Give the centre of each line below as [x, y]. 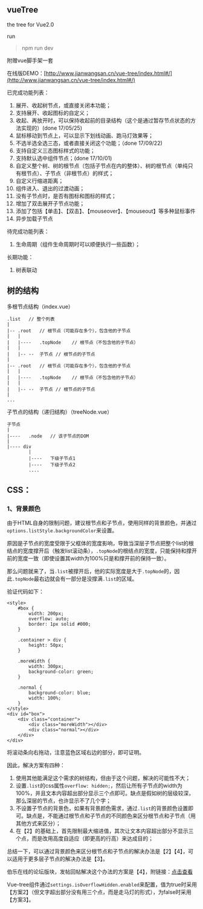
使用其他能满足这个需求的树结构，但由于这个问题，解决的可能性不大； [103, 778]
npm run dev [37, 48]
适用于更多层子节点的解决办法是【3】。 [60, 859]
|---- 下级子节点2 [52, 464]
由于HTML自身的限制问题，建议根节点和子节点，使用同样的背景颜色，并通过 [102, 523]
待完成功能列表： [28, 231]
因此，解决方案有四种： [36, 765]
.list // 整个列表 [31, 319]
